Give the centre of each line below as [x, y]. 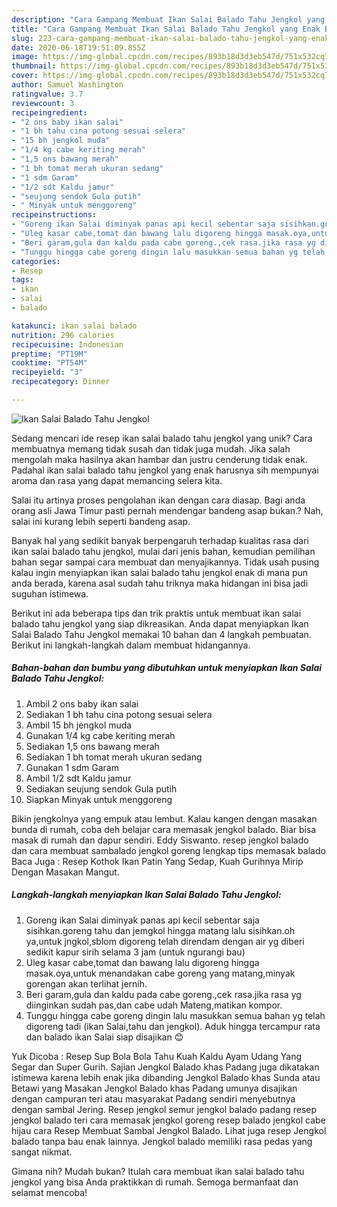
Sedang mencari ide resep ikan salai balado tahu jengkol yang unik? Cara [162, 438]
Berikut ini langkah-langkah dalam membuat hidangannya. [131, 645]
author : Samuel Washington [67, 85]
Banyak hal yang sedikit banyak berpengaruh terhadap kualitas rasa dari [160, 540]
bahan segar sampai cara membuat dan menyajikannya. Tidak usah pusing [165, 562]
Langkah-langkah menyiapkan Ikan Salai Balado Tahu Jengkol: [146, 895]
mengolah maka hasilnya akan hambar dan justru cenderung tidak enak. [159, 459]
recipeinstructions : [54, 215]
